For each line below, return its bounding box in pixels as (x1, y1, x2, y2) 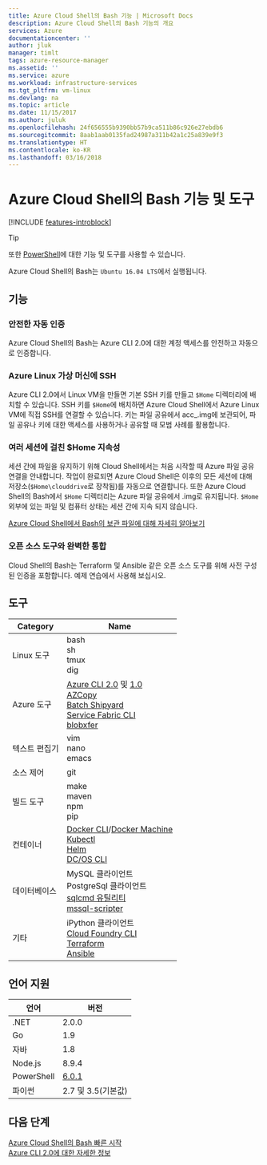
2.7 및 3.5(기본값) (62, 1086, 128, 1097)
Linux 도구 (12, 649, 50, 661)
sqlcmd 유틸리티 (66, 892, 126, 903)
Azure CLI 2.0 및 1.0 (66, 678, 143, 690)
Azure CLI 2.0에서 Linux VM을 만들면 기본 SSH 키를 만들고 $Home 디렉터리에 (8, 390, 248, 399)
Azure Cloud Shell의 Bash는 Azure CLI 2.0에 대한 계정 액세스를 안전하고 (8, 338, 237, 347)
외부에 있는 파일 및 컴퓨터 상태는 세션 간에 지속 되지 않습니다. (8, 502, 198, 512)
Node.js (12, 1058, 42, 1069)
